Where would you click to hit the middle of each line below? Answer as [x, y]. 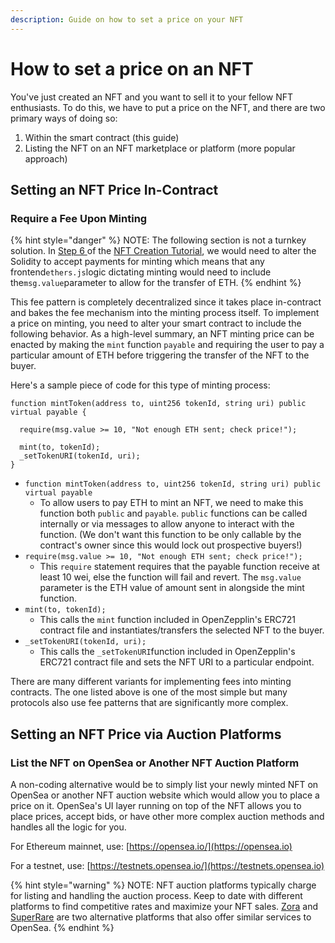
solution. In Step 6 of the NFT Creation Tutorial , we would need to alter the [163, 251]
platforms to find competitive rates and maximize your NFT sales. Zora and [164, 906]
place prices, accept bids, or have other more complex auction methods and [167, 816]
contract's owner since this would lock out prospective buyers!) [171, 545]
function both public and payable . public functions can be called [173, 513]
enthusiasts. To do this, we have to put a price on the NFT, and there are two [168, 107]
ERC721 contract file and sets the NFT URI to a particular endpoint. [177, 662]
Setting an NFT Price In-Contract [114, 189]
